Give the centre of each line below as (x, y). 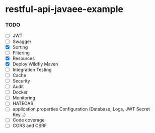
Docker (20, 92)
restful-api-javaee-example (64, 9)
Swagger (22, 41)
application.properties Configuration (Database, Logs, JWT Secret (81, 109)
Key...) (19, 115)
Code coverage (28, 120)
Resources (24, 58)
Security (21, 80)
